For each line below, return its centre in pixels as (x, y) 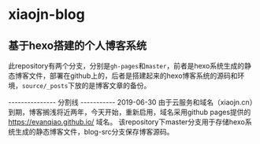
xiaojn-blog (46, 15)
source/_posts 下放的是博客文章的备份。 (87, 85)
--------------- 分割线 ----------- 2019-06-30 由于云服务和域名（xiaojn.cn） (132, 102)
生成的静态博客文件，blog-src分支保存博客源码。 (94, 132)
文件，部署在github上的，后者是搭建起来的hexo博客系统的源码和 (133, 76)
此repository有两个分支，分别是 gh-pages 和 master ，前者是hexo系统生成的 (126, 66)
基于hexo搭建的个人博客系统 (78, 45)
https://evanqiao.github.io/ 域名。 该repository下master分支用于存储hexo (127, 122)
